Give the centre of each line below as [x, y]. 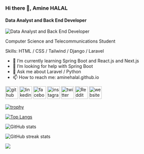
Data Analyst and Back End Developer [46, 20]
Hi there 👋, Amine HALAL [37, 8]
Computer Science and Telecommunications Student [60, 41]
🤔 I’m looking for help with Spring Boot [53, 66]
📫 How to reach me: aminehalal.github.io [56, 78]
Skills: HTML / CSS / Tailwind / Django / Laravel [55, 51]
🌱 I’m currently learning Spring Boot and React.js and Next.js [76, 61]
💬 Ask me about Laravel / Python [47, 72]
